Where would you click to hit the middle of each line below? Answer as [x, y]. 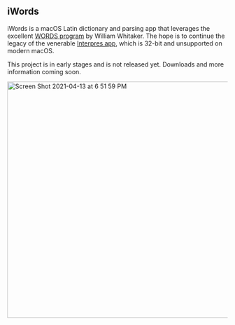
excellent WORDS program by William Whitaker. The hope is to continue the [116, 36]
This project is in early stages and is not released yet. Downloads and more [116, 64]
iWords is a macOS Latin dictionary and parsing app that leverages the [109, 28]
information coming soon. [44, 71]
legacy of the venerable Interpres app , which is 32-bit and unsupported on [115, 43]
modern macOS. [31, 50]
